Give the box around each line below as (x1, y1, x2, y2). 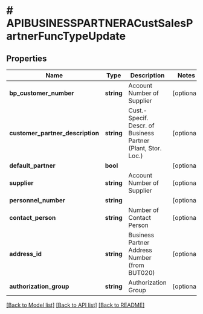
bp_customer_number (9, 89, 74, 97)
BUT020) (128, 269, 155, 277)
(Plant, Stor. (128, 144, 162, 152)
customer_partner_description (9, 129, 100, 137)
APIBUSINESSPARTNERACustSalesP (6, 16, 193, 30)
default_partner (9, 161, 56, 170)
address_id (9, 250, 42, 258)
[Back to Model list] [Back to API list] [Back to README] (6, 301, 145, 309)
